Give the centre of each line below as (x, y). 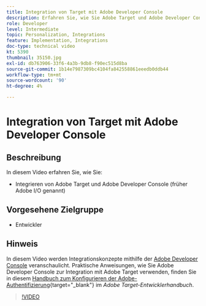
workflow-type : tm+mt (34, 75)
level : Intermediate (33, 29)
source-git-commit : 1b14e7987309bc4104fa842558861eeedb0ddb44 (87, 69)
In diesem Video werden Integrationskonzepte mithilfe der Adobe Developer (102, 259)
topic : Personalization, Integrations (56, 35)
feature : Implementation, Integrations (57, 40)
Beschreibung (34, 157)
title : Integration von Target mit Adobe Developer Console (85, 12)
